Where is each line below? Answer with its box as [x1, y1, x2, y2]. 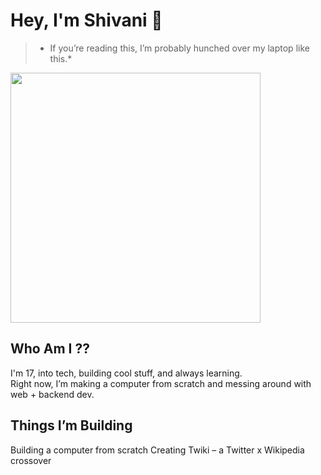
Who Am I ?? [10, 340, 90, 358]
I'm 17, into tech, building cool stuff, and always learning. [10, 367, 243, 379]
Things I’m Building [10, 417, 133, 434]
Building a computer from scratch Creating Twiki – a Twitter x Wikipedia [10, 444, 305, 456]
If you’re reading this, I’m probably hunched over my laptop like [49, 42, 310, 54]
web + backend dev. [10, 388, 95, 400]
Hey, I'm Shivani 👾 [10, 9, 163, 32]
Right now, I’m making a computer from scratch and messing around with [10, 377, 312, 389]
